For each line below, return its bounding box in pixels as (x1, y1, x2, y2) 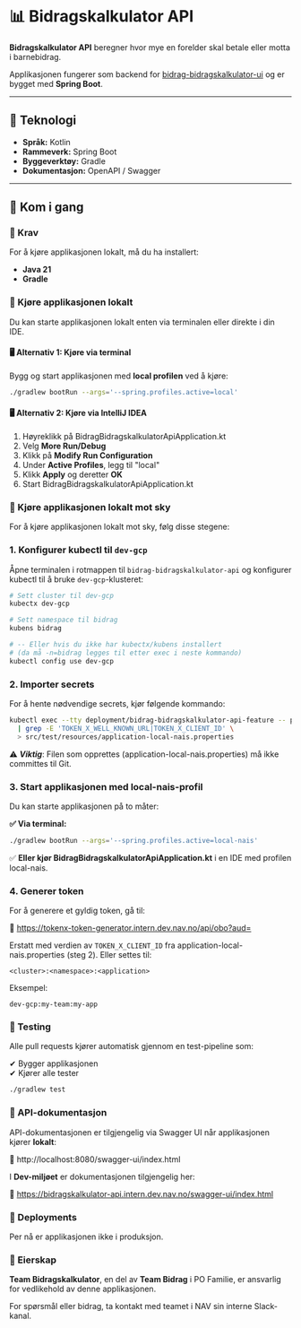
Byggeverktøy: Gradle (21, 155, 106, 166)
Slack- (254, 1301, 279, 1312)
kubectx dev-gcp (9, 599, 70, 609)
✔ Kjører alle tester (9, 1068, 79, 1079)
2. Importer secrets (9, 678, 95, 690)
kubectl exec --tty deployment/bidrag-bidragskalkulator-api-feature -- (9, 716, 287, 725)
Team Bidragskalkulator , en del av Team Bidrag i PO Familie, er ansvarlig (9, 1274, 282, 1285)
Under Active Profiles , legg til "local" (21, 460, 160, 471)
